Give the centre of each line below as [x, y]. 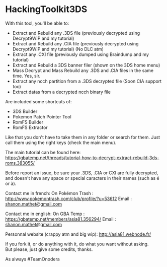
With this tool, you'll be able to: [37, 23]
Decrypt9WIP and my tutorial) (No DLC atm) [58, 49]
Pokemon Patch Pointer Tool [42, 116]
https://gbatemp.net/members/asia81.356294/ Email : [61, 219]
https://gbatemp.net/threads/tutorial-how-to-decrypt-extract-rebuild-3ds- [82, 158]
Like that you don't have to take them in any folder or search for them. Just [82, 137]
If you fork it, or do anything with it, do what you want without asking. [77, 244]
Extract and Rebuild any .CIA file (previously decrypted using [75, 43]
